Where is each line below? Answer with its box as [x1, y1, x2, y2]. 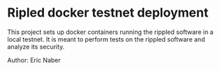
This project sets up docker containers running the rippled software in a [7, 28, 214, 36]
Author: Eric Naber [7, 55, 61, 64]
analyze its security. [7, 42, 65, 51]
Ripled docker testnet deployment [7, 5, 209, 21]
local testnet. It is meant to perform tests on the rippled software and [7, 35, 205, 43]
